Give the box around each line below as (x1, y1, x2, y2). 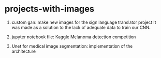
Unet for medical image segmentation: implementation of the (11, 43, 133, 49)
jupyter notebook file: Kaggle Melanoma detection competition (11, 34, 136, 40)
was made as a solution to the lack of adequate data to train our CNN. (11, 24, 151, 30)
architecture (11, 48, 36, 54)
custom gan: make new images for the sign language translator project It (11, 19, 157, 25)
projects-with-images (4, 3, 95, 14)
